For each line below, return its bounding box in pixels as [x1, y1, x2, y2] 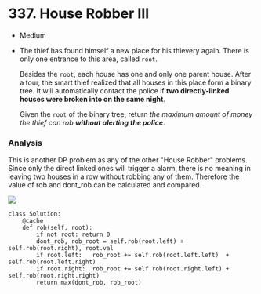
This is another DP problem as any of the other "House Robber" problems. [8, 155, 248, 165]
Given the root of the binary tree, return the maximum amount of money [19, 109, 253, 118]
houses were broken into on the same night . [19, 94, 166, 103]
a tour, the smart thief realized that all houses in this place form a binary [19, 78, 252, 87]
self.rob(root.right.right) [8, 272, 100, 280]
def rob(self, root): [22, 224, 92, 232]
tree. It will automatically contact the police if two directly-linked [19, 85, 230, 95]
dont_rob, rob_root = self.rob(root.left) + [36, 238, 184, 245]
